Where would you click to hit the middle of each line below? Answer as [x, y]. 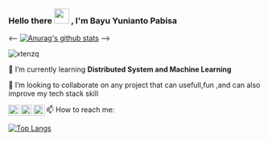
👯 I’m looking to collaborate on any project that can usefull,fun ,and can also [134, 85]
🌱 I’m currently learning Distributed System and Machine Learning [120, 69]
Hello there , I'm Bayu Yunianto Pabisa [93, 20]
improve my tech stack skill [54, 93]
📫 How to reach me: [80, 110]
